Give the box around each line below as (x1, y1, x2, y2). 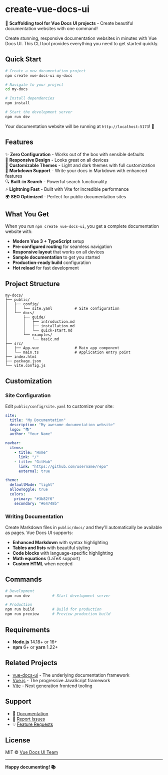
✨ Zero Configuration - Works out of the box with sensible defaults (5, 151, 144, 157)
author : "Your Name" (9, 432, 52, 437)
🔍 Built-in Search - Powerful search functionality (5, 178, 107, 184)
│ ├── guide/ (5, 315, 46, 320)
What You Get (5, 210, 49, 218)
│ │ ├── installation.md (5, 324, 75, 329)
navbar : (5, 441, 21, 446)
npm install (5, 100, 30, 106)
